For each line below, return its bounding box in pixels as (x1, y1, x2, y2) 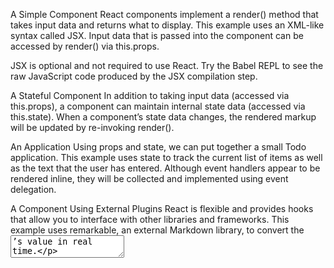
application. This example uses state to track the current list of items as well (10, 152, 323, 163)
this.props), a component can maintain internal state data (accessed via (10, 100, 306, 112)
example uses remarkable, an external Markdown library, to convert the (10, 224, 305, 236)
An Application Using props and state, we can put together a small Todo (10, 141, 307, 153)
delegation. (10, 184, 57, 195)
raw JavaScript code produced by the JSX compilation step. (10, 70, 258, 82)
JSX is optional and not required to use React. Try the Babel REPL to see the (10, 60, 324, 71)
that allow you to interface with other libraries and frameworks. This (10, 214, 290, 225)
